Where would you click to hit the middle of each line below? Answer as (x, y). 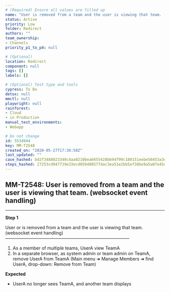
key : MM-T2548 (20, 145)
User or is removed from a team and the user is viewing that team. (74, 227)
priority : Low (20, 24)
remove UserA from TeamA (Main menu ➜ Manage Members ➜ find (83, 259)
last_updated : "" (24, 155)
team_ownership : (22, 38)
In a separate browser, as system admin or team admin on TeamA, (81, 253)
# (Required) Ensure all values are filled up (55, 10)
